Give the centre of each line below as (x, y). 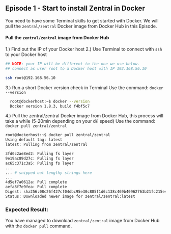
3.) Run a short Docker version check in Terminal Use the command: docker (84, 87)
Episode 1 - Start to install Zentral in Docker (75, 8)
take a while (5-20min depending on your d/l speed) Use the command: (80, 121)
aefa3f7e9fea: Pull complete (36, 187)
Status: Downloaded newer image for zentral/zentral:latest (70, 196)
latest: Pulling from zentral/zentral (46, 145)
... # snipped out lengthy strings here (49, 173)
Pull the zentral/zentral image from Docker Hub (57, 38)
